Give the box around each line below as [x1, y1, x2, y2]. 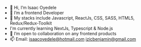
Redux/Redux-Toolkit [9, 20, 52, 26]
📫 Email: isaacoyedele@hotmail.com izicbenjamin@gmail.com [9, 36, 136, 42]
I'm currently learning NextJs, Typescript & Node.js [9, 25, 114, 31]
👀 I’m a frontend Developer [9, 10, 64, 16]
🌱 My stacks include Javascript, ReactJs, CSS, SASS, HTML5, [9, 15, 135, 21]
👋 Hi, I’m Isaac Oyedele [9, 5, 57, 10]
